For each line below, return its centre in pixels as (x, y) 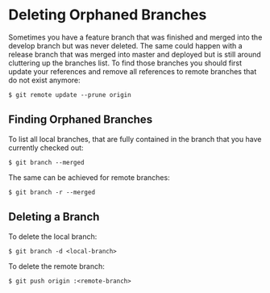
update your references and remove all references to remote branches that (133, 71)
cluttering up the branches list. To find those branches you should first (125, 63)
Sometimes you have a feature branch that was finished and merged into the (135, 37)
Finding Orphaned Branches (81, 120)
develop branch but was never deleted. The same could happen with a (126, 45)
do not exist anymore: (44, 80)
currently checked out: (46, 148)
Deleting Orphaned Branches (108, 15)
